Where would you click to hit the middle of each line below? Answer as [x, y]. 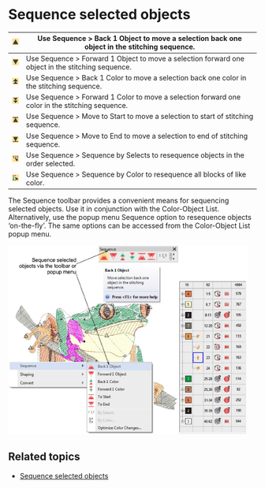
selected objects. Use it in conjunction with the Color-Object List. [114, 209]
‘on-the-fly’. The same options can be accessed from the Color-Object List [129, 225]
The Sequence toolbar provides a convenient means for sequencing [119, 200]
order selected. [51, 163]
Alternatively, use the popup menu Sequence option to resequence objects [130, 217]
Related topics [44, 457]
